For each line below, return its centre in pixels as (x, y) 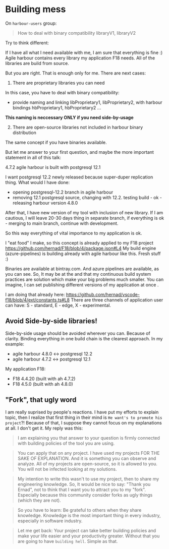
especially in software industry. (50, 521)
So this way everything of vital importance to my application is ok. (74, 233)
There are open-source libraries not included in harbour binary (78, 127)
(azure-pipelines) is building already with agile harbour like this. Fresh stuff (83, 254)
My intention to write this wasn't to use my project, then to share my (88, 479)
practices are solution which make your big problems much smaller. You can (84, 279)
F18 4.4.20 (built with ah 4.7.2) (44, 379)
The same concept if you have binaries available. (56, 142)
